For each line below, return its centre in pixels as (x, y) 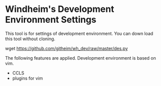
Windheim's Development (60, 9)
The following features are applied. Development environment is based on (80, 58)
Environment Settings (51, 20)
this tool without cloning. (30, 39)
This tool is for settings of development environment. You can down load (79, 33)
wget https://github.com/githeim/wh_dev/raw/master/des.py (66, 48)
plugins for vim (27, 78)
